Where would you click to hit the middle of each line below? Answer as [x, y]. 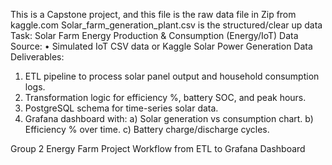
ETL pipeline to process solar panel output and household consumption [172, 76]
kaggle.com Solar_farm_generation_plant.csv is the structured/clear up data [166, 25]
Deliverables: [37, 57]
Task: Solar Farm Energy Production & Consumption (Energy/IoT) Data [154, 35]
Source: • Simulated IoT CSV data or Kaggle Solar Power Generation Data [161, 46]
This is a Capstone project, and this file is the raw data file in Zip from [153, 14]
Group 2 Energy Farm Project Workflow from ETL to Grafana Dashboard [158, 148]
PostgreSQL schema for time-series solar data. [121, 108]
